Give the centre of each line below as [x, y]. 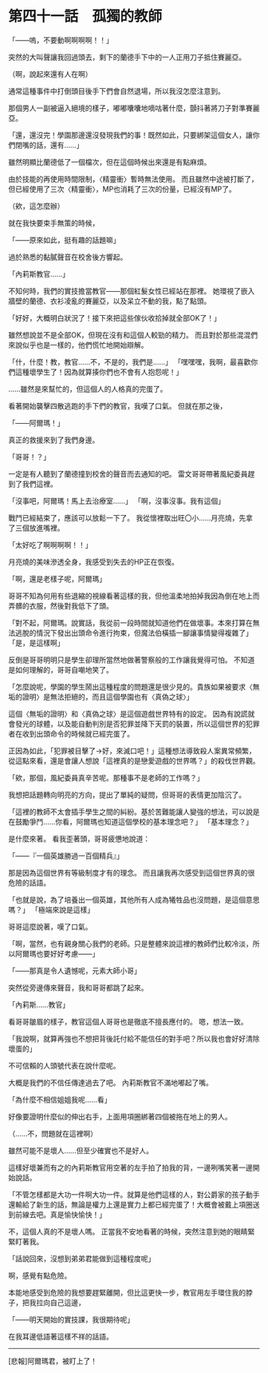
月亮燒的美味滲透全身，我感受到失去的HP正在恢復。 [94, 561]
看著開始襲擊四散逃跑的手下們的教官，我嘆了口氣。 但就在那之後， [118, 405]
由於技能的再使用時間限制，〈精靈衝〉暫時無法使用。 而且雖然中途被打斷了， [133, 179]
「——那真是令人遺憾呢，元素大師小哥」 [75, 970]
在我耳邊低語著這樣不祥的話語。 [61, 1336]
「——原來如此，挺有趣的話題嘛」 [64, 240]
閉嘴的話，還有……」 [49, 145]
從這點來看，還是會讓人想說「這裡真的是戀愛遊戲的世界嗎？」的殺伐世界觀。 [134, 760]
